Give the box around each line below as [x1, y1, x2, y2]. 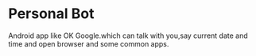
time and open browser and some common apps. [8, 39, 169, 48]
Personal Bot [8, 5, 95, 23]
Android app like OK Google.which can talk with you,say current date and [8, 31, 248, 40]
